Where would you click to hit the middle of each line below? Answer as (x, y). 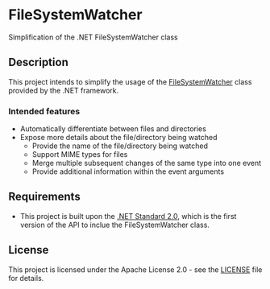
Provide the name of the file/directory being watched (120, 146)
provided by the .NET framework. (64, 90)
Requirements (44, 197)
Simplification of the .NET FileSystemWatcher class (93, 37)
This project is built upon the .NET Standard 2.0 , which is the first (128, 216)
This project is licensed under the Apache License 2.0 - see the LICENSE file (135, 269)
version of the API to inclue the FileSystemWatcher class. (114, 225)
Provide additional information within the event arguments (128, 171)
